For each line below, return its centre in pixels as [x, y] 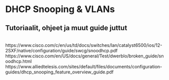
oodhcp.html [19, 61]
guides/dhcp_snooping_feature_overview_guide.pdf [59, 72]
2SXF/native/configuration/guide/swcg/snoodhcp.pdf [62, 51]
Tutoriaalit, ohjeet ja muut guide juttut [66, 28]
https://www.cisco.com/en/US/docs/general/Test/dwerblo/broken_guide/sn [84, 56]
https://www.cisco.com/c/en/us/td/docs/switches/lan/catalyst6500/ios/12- [84, 45]
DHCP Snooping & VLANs [60, 9]
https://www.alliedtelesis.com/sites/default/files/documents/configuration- [84, 67]
